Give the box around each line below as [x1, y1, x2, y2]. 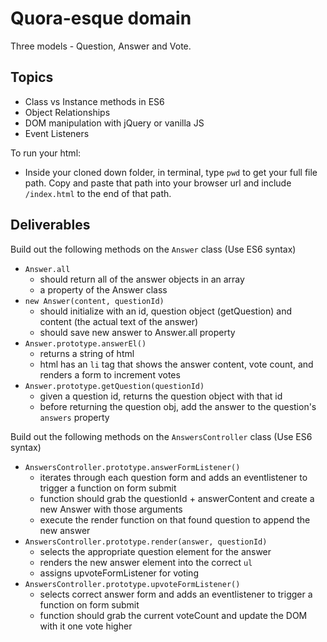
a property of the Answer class [39, 283, 168, 296]
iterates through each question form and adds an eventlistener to [39, 471, 308, 483]
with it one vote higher [39, 620, 133, 632]
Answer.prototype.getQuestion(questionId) [24, 381, 205, 391]
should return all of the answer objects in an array [39, 273, 245, 285]
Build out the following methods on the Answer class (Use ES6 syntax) [10, 243, 297, 255]
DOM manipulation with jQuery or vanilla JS [24, 117, 205, 129]
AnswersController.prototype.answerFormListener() [24, 462, 241, 472]
